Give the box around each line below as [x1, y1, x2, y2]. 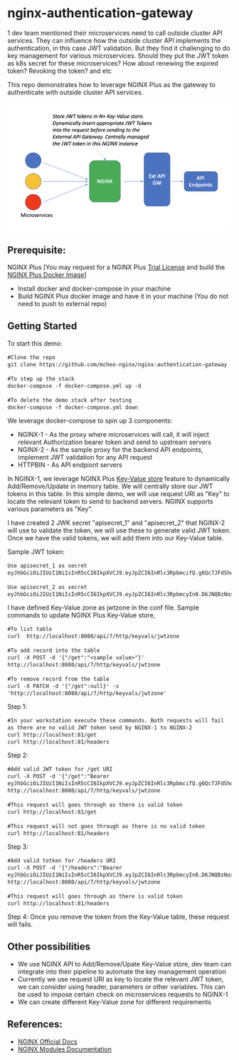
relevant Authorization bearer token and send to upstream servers [17, 438, 212, 446]
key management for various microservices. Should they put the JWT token [7, 51, 229, 60]
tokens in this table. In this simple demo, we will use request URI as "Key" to [7, 489, 230, 498]
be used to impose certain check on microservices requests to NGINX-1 [17, 990, 228, 999]
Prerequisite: [7, 244, 66, 256]
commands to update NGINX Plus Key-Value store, [7, 610, 156, 619]
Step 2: [7, 751, 28, 759]
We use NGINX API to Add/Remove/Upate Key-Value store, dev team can [17, 959, 232, 968]
